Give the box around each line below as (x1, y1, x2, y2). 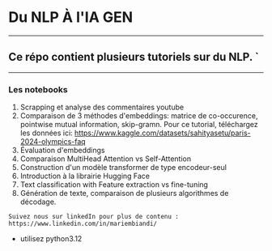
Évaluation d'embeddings (19, 146, 105, 155)
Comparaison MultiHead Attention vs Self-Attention (19, 154, 192, 164)
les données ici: (19, 128, 73, 138)
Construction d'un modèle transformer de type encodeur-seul (19, 163, 227, 172)
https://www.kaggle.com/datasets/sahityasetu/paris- (74, 128, 251, 138)
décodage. (19, 197, 57, 206)
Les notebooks (8, 83, 68, 95)
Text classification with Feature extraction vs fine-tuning (19, 180, 209, 189)
